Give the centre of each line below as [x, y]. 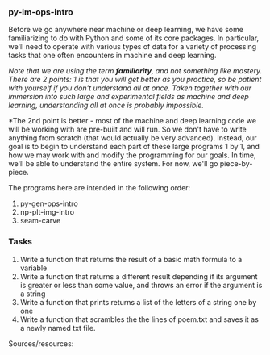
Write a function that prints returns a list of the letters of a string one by [138, 302]
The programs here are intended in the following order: [100, 188]
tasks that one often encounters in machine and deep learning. [112, 56]
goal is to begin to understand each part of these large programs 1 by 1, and [134, 147]
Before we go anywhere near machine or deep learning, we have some [126, 30]
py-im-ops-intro [41, 12]
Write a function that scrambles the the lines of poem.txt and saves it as [139, 319]
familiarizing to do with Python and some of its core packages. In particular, [134, 38]
